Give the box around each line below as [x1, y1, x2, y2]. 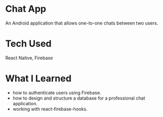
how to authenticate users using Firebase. [12, 89, 101, 96]
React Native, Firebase [5, 55, 53, 61]
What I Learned [5, 73, 72, 84]
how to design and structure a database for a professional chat [12, 95, 146, 101]
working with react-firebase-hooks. [12, 106, 88, 112]
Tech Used [5, 38, 52, 50]
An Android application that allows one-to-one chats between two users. [5, 20, 158, 26]
